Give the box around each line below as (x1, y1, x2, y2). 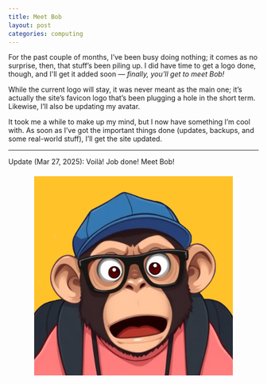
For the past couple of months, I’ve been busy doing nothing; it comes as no (8, 53, 258, 62)
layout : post (8, 21, 52, 29)
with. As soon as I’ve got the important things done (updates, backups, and (8, 126, 254, 135)
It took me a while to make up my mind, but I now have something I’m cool (8, 117, 250, 127)
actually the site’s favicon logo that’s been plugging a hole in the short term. (8, 93, 256, 103)
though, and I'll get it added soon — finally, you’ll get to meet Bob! (8, 69, 225, 79)
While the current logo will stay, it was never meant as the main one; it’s (8, 84, 242, 95)
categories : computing (8, 29, 83, 37)
